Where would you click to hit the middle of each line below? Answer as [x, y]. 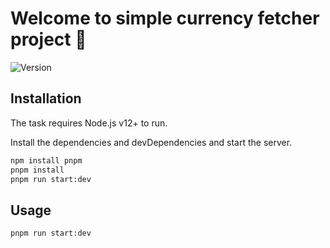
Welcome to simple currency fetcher [165, 18]
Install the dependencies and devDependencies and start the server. [151, 142]
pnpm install [37, 170]
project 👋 [48, 39]
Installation [46, 98]
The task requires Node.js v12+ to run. [89, 123]
